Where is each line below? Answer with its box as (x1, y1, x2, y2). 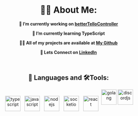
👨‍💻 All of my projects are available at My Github (19, 40, 118, 46)
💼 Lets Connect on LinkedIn (40, 49, 97, 55)
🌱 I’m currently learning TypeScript (32, 30, 105, 36)
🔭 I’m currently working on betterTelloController (19, 21, 118, 26)
